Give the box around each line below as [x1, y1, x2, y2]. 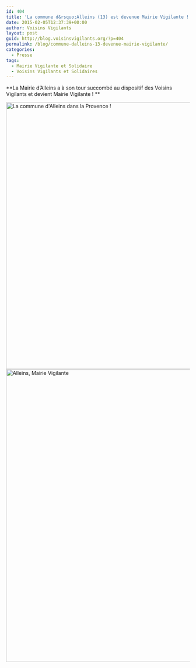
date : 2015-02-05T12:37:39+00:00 [6, 19, 87, 25]
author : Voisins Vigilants [6, 25, 72, 31]
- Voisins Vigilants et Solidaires [11, 68, 98, 74]
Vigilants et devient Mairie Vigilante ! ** [6, 91, 100, 98]
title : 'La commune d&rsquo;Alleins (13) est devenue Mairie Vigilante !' [6, 14, 192, 20]
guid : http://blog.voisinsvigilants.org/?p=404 [6, 36, 124, 42]
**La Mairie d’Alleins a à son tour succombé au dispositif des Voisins [6, 84, 172, 91]
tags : [6, 57, 19, 63]
